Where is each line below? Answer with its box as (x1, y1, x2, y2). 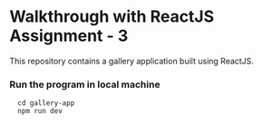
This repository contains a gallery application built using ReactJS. (9, 55, 254, 66)
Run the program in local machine (9, 78, 161, 91)
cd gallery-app (17, 99, 75, 108)
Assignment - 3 (9, 25, 129, 46)
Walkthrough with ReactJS (9, 6, 215, 27)
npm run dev (17, 107, 63, 116)
